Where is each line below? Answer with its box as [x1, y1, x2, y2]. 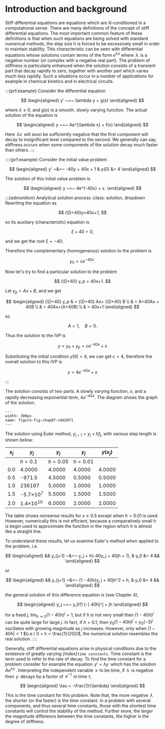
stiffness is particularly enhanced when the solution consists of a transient [5, 63, 156, 69]
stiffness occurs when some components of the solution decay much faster [5, 141, 158, 147]
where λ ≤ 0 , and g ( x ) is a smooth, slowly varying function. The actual [5, 107, 147, 113]
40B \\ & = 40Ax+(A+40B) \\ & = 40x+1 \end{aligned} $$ [26, 304, 139, 310]
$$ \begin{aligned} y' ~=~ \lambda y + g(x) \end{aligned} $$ [21, 97, 144, 103]
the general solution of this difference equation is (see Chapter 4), [5, 592, 139, 598]
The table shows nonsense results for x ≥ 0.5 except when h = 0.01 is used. [5, 513, 159, 519]
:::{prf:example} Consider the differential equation [5, 88, 106, 94]
